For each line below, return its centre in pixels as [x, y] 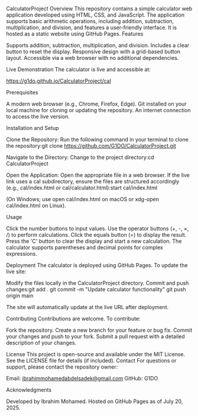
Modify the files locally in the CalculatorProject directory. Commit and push [98, 283]
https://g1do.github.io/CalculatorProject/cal [59, 81]
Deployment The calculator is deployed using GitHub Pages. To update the [97, 265]
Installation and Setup [33, 128]
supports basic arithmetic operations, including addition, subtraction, [90, 21]
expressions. [22, 254]
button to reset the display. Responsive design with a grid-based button [93, 52]
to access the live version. [38, 116]
